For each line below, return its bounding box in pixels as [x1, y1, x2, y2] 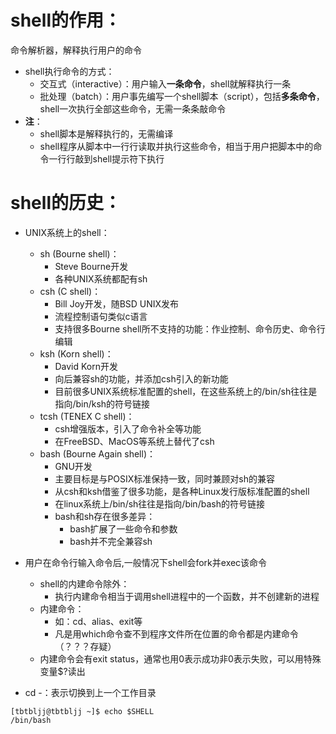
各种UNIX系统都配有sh [54, 272, 148, 285]
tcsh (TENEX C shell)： [39, 410, 135, 422]
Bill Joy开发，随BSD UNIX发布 [54, 297, 180, 310]
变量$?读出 [39, 665, 86, 677]
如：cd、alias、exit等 [54, 615, 143, 627]
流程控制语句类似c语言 [54, 310, 148, 322]
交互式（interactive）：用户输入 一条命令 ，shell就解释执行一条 [39, 77, 292, 90]
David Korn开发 [54, 360, 118, 372]
